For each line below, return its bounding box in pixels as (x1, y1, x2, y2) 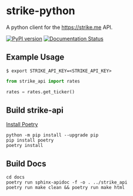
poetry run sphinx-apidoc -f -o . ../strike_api (6, 179, 128, 185)
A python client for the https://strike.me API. (6, 24, 113, 31)
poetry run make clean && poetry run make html (6, 185, 125, 191)
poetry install (6, 143, 44, 149)
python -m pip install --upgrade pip (6, 132, 99, 138)
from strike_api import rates (6, 78, 81, 84)
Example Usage (6, 52, 65, 63)
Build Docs (6, 158, 46, 169)
